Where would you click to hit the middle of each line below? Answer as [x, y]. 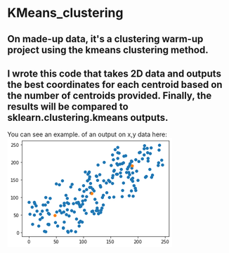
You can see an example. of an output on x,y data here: [87, 134]
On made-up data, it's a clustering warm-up [105, 39]
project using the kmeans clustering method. [108, 50]
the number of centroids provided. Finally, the [110, 95]
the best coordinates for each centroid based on [115, 85]
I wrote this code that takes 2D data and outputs [114, 73]
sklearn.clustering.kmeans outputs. [88, 117]
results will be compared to [68, 106]
